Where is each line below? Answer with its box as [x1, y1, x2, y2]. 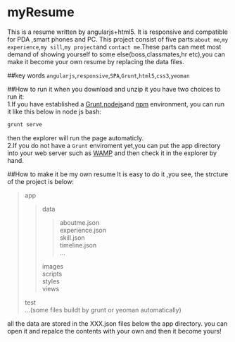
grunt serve [7, 121, 42, 128]
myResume [7, 4, 75, 20]
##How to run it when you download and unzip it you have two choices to [7, 85, 221, 93]
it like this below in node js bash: [7, 107, 102, 116]
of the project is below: [7, 177, 75, 185]
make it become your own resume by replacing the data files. [7, 57, 185, 66]
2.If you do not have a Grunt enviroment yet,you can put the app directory [7, 141, 221, 149]
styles [42, 276, 60, 286]
